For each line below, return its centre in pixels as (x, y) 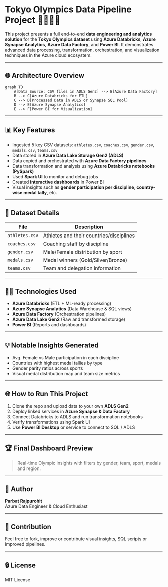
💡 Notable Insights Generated (52, 345)
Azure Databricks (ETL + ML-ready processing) (62, 304)
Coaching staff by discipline (76, 244)
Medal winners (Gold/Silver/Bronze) (85, 260)
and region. (29, 468)
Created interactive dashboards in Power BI (58, 182)
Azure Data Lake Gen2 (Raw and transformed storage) (69, 319)
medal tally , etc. (40, 192)
